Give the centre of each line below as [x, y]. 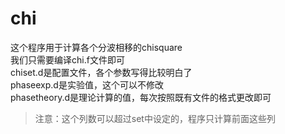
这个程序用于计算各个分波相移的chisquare [96, 47]
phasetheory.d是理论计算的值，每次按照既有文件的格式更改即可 [141, 97]
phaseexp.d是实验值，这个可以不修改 [87, 84]
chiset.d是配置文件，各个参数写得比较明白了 [101, 72]
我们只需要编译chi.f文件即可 [67, 59]
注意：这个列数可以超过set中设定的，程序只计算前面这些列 [155, 118]
